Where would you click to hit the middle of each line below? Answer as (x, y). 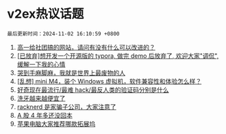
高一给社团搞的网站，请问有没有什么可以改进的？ (86, 47)
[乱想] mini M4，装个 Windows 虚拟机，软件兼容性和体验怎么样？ (109, 81)
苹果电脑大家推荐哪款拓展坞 (56, 124)
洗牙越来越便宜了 (41, 98)
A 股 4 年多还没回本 (45, 115)
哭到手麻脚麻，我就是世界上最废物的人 (71, 73)
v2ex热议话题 (46, 14)
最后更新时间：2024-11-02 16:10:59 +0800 (63, 34)
